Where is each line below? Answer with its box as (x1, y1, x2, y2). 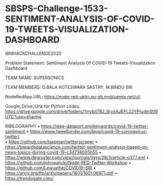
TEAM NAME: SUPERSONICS (5, 75, 64, 80)
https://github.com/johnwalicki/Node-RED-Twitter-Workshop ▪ (5, 159, 132, 165)
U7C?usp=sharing (5, 113, 42, 119)
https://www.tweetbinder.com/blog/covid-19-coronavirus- (29, 128, 148, 134)
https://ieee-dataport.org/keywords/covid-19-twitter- (41, 123, 149, 129)
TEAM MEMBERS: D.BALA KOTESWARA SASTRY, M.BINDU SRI (5, 84, 133, 90)
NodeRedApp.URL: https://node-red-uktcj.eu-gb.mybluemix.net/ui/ (5, 94, 141, 100)
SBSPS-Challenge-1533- (5, 3, 108, 14)
